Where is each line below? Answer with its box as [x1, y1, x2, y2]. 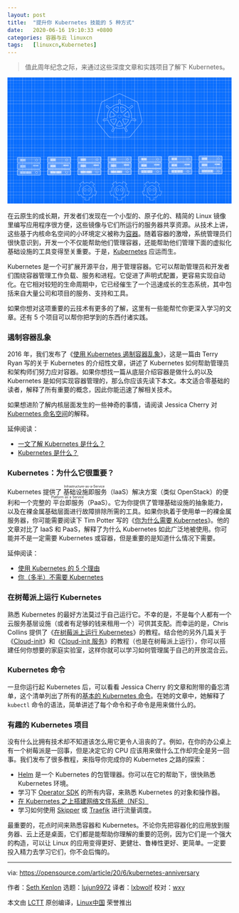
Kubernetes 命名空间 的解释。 [7, 409, 93, 417]
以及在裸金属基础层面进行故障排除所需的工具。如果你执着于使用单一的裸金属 [7, 507, 232, 516]
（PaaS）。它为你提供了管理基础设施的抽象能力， [83, 498, 227, 507]
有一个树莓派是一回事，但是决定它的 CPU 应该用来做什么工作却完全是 [7, 747, 211, 755]
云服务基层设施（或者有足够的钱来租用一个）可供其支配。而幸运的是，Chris [7, 619, 229, 627]
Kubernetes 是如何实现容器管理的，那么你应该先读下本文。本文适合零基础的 [7, 376, 230, 385]
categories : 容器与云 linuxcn [7, 34, 92, 41]
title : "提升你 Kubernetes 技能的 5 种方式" [7, 18, 135, 26]
